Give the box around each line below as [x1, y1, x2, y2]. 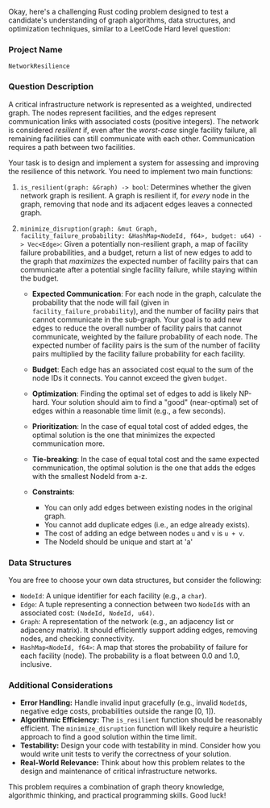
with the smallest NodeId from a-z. [31, 471, 147, 481]
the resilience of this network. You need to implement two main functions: [8, 166, 254, 176]
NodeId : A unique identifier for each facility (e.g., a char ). [19, 590, 207, 600]
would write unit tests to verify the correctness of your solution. [19, 749, 231, 759]
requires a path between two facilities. [8, 142, 135, 152]
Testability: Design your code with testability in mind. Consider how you [19, 741, 260, 751]
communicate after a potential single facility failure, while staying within [19, 264, 258, 274]
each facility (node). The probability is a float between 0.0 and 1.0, [19, 651, 240, 660]
